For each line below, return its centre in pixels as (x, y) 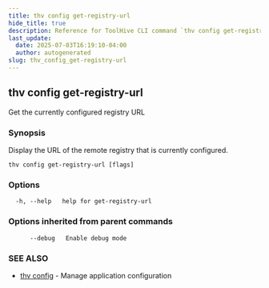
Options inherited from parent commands (91, 222)
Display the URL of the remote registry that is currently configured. (118, 150)
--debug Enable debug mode (78, 238)
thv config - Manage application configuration (96, 275)
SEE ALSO (28, 258)
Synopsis (27, 133)
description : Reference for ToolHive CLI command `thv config (114, 30)
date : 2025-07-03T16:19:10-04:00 (71, 46)
